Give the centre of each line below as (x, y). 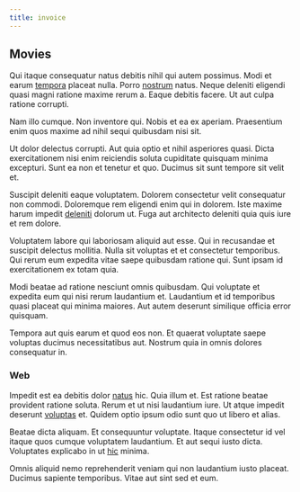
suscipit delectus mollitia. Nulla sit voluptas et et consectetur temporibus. (145, 250)
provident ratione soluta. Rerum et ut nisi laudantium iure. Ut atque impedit (147, 405)
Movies (31, 54)
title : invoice (38, 18)
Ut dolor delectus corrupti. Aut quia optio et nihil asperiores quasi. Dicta (142, 148)
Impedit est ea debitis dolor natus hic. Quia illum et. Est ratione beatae (139, 395)
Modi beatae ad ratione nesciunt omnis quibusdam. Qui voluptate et (135, 287)
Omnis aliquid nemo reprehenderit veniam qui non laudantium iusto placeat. (149, 468)
